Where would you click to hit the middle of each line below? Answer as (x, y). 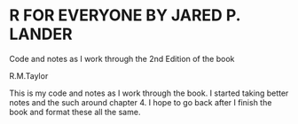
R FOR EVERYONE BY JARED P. (125, 15)
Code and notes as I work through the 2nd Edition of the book (122, 58)
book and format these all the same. (75, 112)
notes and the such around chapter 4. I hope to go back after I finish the (141, 102)
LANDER (41, 34)
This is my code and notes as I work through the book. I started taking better (149, 93)
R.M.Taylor (29, 75)
